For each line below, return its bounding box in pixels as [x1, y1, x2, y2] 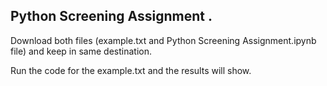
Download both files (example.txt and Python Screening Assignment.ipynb [10, 34, 317, 46]
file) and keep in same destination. [10, 45, 152, 57]
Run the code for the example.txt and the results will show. [10, 64, 252, 76]
